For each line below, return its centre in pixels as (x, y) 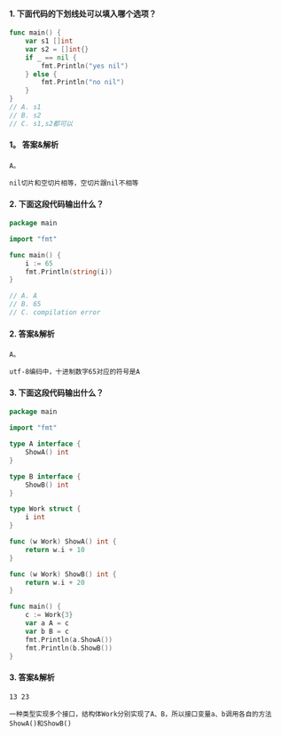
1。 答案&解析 (34, 145)
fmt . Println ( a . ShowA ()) (69, 639)
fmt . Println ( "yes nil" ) (85, 66)
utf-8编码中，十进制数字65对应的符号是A (74, 372)
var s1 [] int (49, 41)
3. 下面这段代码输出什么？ (57, 392)
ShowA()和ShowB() (41, 724)
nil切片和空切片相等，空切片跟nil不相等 (74, 183)
